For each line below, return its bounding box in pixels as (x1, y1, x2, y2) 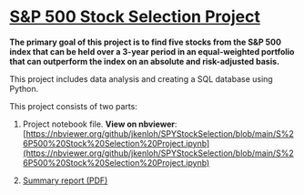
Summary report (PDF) (22, 175, 108, 186)
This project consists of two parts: (9, 100, 138, 111)
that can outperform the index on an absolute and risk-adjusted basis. (9, 56, 280, 67)
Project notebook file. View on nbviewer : (22, 118, 177, 129)
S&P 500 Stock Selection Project (9, 6, 261, 27)
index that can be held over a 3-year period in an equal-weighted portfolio (9, 46, 295, 56)
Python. (9, 83, 39, 94)
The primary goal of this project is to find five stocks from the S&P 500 (9, 36, 282, 47)
